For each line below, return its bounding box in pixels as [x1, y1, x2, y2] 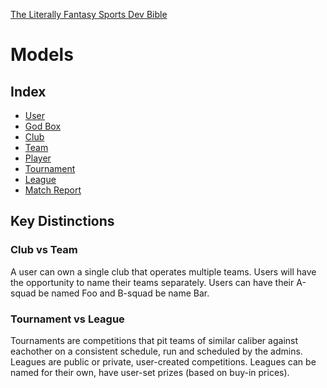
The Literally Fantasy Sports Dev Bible [10, 9, 168, 20]
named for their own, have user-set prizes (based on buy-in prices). [10, 366, 290, 378]
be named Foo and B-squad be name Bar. [38, 287, 210, 299]
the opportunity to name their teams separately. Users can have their [10, 276, 295, 288]
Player [24, 152, 52, 164]
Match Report [24, 184, 82, 196]
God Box [24, 120, 62, 132]
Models [10, 44, 74, 66]
